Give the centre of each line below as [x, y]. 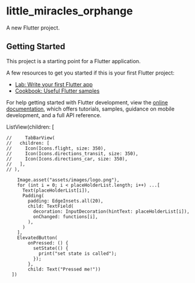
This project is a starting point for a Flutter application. [73, 61]
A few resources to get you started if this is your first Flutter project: [90, 73]
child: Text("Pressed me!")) [64, 269]
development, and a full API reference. [54, 115]
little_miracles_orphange [70, 11]
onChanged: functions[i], [65, 217]
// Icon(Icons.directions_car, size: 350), [67, 159]
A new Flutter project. [33, 28]
